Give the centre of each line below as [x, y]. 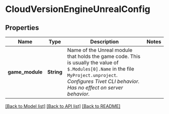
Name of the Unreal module [100, 50]
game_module [25, 72]
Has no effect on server [95, 87]
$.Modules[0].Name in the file [101, 69]
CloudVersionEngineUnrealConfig [78, 9]
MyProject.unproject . [93, 75]
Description [105, 42]
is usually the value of [93, 62]
